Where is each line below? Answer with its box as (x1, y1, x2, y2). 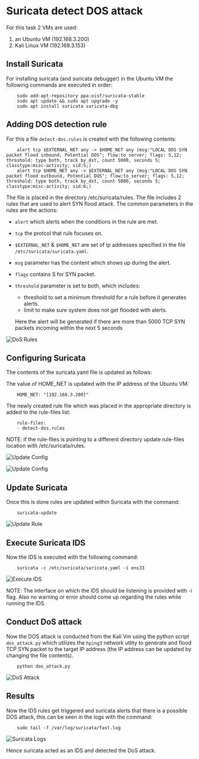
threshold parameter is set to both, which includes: (14, 282, 141, 289)
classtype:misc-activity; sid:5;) (6, 162, 92, 168)
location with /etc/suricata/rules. (6, 442, 86, 450)
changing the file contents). (6, 652, 74, 659)
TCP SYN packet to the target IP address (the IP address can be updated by (6, 645, 192, 652)
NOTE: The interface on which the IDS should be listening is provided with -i (6, 587, 192, 594)
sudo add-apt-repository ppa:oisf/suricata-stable (17, 92, 145, 99)
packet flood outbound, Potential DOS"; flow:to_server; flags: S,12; (6, 173, 185, 179)
